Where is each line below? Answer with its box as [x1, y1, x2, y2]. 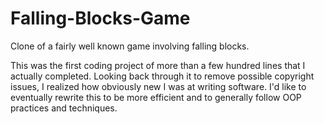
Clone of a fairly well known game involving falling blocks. [10, 40, 250, 52]
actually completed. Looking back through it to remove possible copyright [10, 70, 315, 82]
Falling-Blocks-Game [10, 7, 191, 30]
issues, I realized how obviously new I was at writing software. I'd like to [10, 80, 307, 92]
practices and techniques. [10, 102, 118, 114]
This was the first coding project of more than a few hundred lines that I [10, 59, 306, 71]
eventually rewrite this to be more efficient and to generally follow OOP [10, 91, 302, 103]
